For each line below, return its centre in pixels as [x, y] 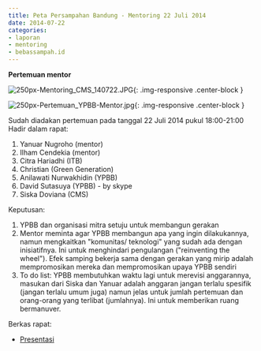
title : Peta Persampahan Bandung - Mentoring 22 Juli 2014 [107, 15]
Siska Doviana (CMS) [54, 194]
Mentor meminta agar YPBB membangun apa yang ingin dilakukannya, [134, 233]
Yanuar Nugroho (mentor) [62, 144]
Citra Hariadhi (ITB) [51, 161]
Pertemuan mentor [40, 75]
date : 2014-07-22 [37, 23]
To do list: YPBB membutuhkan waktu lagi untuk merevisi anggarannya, [135, 275]
